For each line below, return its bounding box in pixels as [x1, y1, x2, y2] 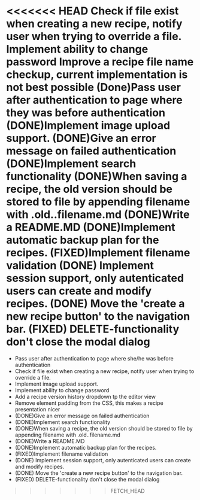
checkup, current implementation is [6, 68, 188, 81]
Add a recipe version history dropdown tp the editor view [14, 393, 156, 400]
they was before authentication [6, 106, 166, 120]
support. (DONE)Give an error [6, 132, 157, 145]
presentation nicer [14, 405, 60, 413]
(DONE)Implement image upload [6, 119, 171, 132]
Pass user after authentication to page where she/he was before [14, 354, 174, 362]
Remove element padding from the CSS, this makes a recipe [14, 399, 163, 407]
